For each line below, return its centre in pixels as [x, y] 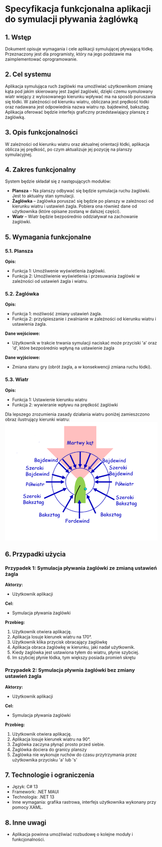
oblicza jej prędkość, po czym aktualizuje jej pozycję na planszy [69, 149]
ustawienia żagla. [29, 324]
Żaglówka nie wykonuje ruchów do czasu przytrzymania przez [74, 755]
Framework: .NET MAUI [35, 792]
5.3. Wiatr [17, 380]
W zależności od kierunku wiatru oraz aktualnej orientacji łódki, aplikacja [77, 144]
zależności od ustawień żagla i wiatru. [50, 281]
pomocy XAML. [27, 807]
